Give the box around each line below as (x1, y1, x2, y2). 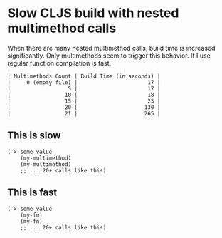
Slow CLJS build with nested (7, 5, 179, 21)
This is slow (7, 130, 61, 142)
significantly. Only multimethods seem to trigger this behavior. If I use (7, 51, 211, 60)
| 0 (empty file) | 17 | (7, 78, 161, 86)
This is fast (7, 187, 58, 199)
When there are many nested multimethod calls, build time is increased (7, 43, 216, 52)
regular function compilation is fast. (7, 58, 112, 67)
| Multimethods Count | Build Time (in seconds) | (7, 73, 161, 80)
